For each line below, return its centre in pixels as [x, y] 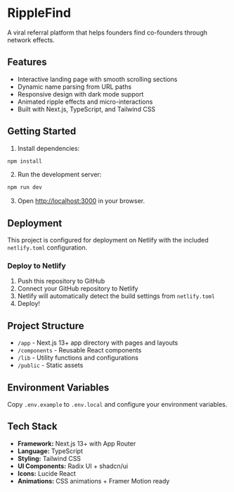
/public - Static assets [50, 365]
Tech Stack [32, 427]
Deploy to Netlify [37, 266]
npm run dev [25, 187]
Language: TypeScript [50, 451]
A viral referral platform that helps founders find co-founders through [107, 32]
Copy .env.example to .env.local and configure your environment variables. [117, 405]
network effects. [31, 39]
